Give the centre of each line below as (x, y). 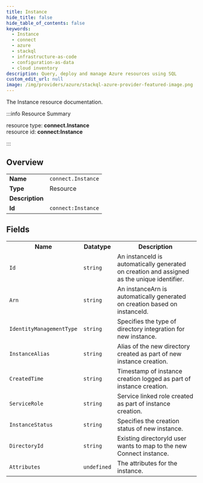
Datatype (97, 246)
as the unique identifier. (150, 279)
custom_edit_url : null (35, 79)
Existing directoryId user (152, 438)
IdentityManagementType (43, 329)
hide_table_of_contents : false (46, 23)
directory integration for (151, 328)
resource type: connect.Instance (48, 125)
